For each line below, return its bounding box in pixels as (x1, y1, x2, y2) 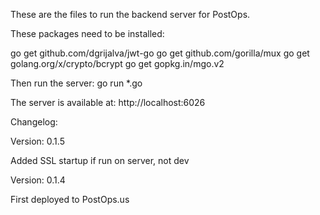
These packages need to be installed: (10, 28, 165, 39)
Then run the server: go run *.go (10, 77, 143, 89)
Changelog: (10, 116, 58, 128)
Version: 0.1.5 (10, 135, 65, 147)
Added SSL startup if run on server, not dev (10, 155, 190, 166)
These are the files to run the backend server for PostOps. (10, 9, 251, 20)
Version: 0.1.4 (10, 174, 66, 186)
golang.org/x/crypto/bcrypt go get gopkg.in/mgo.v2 (10, 58, 225, 69)
